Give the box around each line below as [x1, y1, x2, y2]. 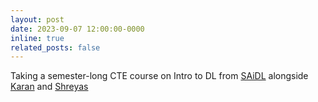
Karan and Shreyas [10, 81, 89, 93]
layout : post [10, 14, 65, 25]
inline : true [10, 33, 65, 43]
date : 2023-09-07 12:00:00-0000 [10, 24, 145, 34]
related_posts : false [10, 42, 101, 53]
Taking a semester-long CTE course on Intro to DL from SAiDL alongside [10, 70, 309, 82]
